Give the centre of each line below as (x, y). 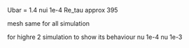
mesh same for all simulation (48, 23)
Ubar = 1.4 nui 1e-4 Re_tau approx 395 (63, 10)
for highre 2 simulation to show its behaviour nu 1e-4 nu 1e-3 (95, 37)
